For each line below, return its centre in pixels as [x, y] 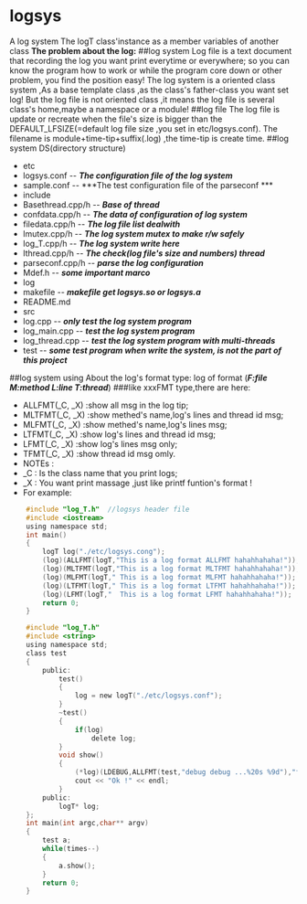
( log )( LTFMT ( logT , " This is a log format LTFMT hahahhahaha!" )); [169, 586]
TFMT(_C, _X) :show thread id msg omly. [99, 453]
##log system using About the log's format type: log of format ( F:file [138, 378]
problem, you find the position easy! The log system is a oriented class [143, 80]
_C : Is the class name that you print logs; [100, 473]
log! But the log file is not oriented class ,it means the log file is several [142, 99]
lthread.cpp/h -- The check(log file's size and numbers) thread [143, 253]
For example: [47, 492]
